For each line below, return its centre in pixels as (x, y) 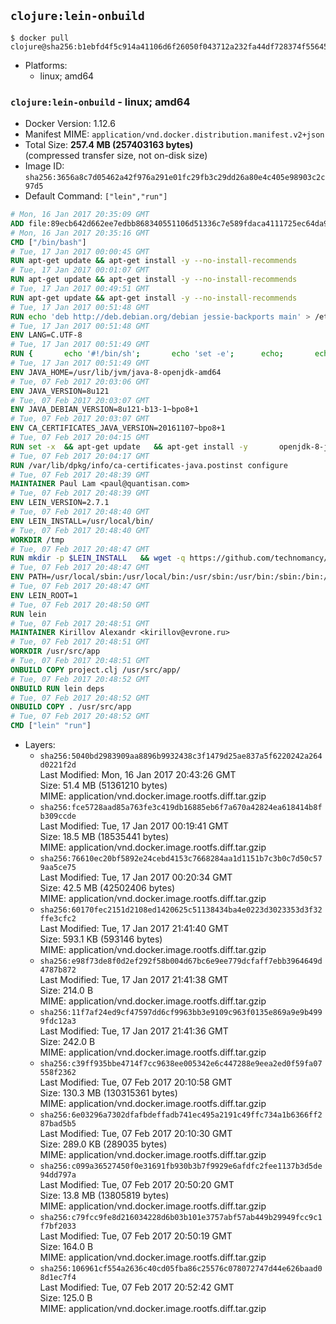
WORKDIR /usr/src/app (55, 651)
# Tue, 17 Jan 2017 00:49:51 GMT (80, 289)
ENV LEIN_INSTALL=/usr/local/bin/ (82, 521)
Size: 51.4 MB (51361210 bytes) (103, 786)
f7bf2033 (58, 1226)
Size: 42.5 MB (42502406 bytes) (107, 888)
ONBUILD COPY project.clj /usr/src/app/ (96, 670)
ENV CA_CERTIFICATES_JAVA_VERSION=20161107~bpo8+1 (118, 428)
